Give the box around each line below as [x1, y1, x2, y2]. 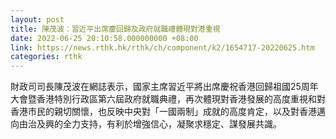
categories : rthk [10, 52, 83, 62]
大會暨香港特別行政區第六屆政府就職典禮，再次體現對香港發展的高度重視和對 [10, 93, 326, 105]
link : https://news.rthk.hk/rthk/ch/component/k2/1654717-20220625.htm [10, 42, 315, 53]
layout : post [10, 14, 65, 25]
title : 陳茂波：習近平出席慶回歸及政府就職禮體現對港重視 [10, 24, 221, 34]
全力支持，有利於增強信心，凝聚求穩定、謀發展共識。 [62, 118, 282, 130]
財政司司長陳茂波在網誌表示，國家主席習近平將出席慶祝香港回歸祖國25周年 [10, 81, 319, 93]
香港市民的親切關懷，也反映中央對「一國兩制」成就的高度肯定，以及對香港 [10, 106, 317, 118]
